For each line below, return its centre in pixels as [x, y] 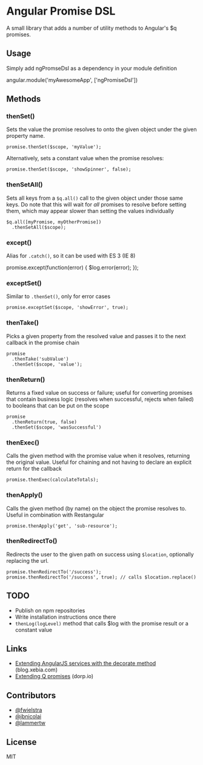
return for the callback [34, 469]
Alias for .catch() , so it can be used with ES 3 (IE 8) [71, 256]
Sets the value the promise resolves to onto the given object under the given [101, 129]
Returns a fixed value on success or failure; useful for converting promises [99, 392]
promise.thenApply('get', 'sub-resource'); [62, 526]
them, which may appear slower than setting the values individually [90, 211]
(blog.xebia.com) [36, 670]
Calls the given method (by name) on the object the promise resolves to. [96, 508]
